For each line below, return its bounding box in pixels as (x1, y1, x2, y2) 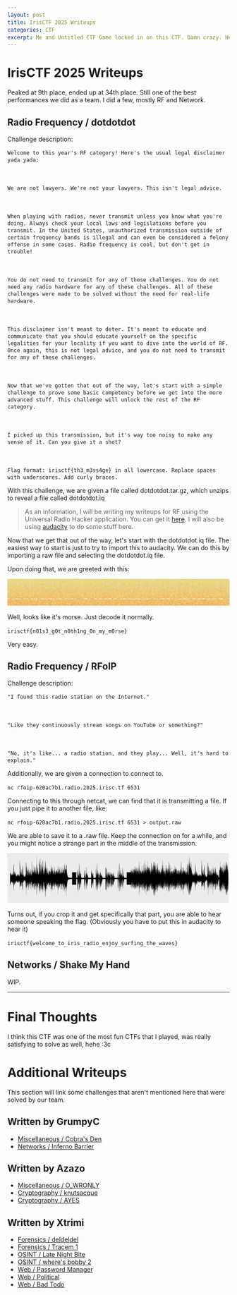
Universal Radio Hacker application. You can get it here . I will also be (24, 515, 224, 523)
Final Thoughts (7, 1009, 97, 1026)
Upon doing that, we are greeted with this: (7, 565, 130, 573)
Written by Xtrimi (7, 1217, 85, 1229)
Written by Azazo (7, 1162, 85, 1174)
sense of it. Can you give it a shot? (7, 439, 121, 446)
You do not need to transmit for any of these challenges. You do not (7, 276, 219, 284)
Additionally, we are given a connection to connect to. (7, 770, 164, 778)
